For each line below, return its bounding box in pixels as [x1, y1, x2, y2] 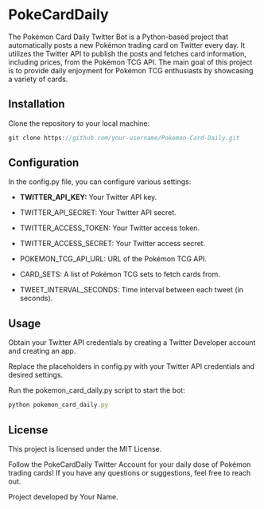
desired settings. [8, 370, 64, 380]
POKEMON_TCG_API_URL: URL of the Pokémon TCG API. [19, 254, 207, 264]
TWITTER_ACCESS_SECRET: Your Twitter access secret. [19, 239, 205, 249]
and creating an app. [8, 347, 76, 356]
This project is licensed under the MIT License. [8, 444, 162, 453]
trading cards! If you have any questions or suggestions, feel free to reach [8, 468, 251, 477]
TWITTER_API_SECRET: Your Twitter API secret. [19, 208, 177, 217]
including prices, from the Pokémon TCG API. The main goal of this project [8, 57, 253, 67]
